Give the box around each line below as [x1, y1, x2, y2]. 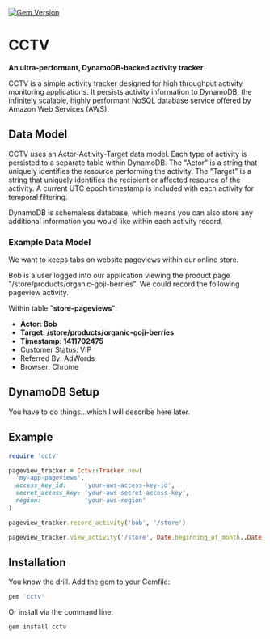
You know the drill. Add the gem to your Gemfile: [8, 577, 171, 586]
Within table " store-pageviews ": [8, 303, 118, 313]
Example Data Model [8, 236, 91, 248]
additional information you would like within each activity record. [8, 216, 224, 226]
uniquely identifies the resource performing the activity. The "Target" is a [8, 166, 252, 176]
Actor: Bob [19, 319, 58, 329]
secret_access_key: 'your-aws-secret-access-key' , [15, 489, 190, 497]
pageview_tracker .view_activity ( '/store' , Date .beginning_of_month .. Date [8, 533, 263, 541]
